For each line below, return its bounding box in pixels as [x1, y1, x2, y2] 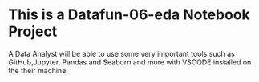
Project [8, 22, 58, 41]
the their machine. [8, 65, 68, 75]
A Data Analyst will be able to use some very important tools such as [8, 49, 235, 58]
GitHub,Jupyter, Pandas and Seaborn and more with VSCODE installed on [8, 57, 252, 67]
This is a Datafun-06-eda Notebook [8, 6, 250, 24]
